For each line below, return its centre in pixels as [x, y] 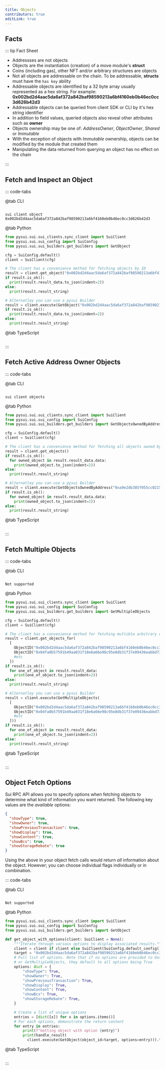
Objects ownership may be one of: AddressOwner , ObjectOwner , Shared [86, 128]
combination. [18, 871]
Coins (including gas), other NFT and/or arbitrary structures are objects [84, 71]
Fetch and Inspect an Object [49, 180]
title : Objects [21, 10]
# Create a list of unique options [50, 1012]
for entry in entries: [37, 1026]
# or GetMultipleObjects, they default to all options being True [83, 962]
